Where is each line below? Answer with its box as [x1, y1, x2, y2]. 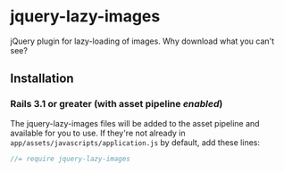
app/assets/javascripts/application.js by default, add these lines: [10, 136, 260, 148]
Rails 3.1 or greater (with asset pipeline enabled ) [10, 98, 223, 111]
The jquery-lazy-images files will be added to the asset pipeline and [10, 118, 260, 128]
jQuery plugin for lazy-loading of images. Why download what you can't [10, 36, 275, 46]
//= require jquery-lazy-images [10, 154, 130, 163]
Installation [10, 71, 74, 86]
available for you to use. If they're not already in [10, 127, 186, 138]
